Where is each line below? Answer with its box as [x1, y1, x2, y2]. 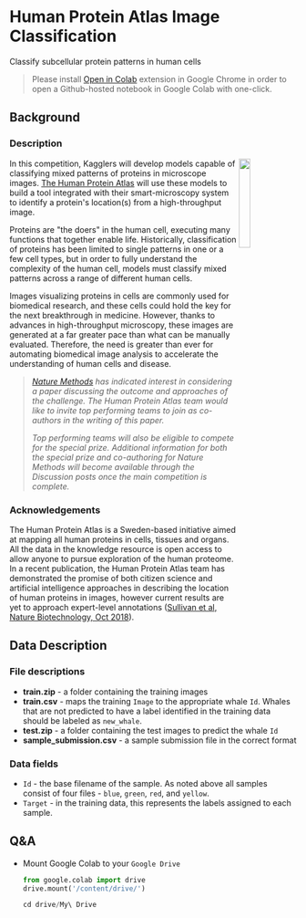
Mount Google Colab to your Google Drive [22, 858, 180, 869]
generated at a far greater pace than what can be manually [9, 329, 230, 339]
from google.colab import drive [22, 875, 146, 884]
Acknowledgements [9, 504, 101, 516]
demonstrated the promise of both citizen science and [9, 572, 213, 583]
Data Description [9, 638, 107, 653]
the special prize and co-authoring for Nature [31, 452, 204, 463]
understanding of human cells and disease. [9, 358, 171, 369]
